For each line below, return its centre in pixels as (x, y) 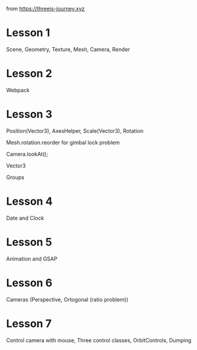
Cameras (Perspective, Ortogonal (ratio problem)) (67, 299)
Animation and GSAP (32, 258)
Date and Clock (25, 218)
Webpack (18, 90)
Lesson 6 (29, 283)
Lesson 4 (30, 201)
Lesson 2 (29, 74)
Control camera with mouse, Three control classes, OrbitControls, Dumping (99, 340)
